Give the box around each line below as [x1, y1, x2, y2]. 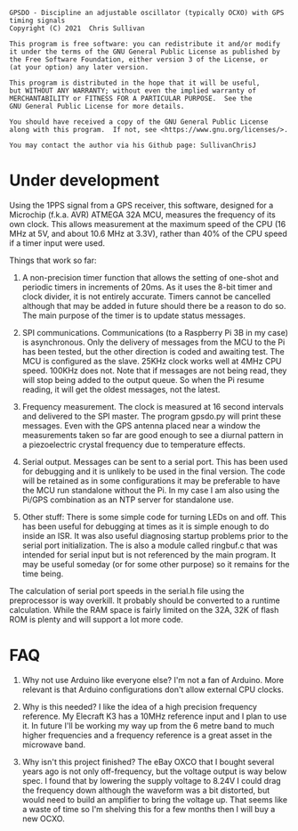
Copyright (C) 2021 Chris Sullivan [9, 24, 145, 33]
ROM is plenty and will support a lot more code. [9, 614, 184, 624]
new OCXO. [21, 813, 65, 824]
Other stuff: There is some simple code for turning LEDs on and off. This [21, 511, 287, 522]
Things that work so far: [9, 255, 97, 265]
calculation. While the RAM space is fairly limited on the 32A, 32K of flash [9, 604, 279, 615]
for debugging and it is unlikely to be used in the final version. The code [21, 466, 286, 477]
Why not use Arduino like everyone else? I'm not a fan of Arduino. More [21, 674, 285, 685]
